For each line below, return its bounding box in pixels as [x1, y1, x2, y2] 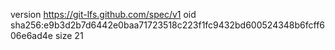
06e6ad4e [10, 30, 53, 41]
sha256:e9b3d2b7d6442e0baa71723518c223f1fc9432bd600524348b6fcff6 [10, 19, 326, 31]
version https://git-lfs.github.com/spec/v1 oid [10, 9, 197, 20]
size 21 [54, 30, 84, 41]
